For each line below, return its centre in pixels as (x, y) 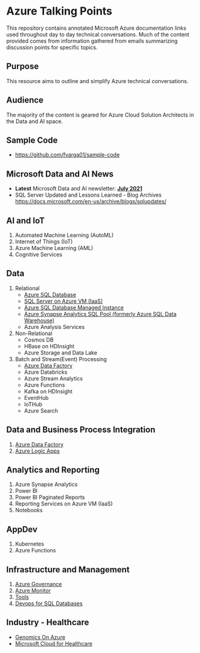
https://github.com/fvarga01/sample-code (67, 155)
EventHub (36, 398)
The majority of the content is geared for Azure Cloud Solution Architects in (100, 115)
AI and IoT (26, 221)
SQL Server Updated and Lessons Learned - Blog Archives (88, 195)
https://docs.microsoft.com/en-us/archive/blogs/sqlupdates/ (91, 201)
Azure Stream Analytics (53, 378)
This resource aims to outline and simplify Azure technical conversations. (97, 81)
